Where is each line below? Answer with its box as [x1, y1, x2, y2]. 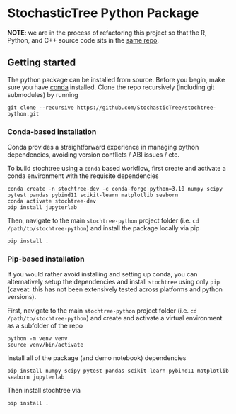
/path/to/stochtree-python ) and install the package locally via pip [7, 224, 200, 233]
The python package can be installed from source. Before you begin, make [7, 75, 225, 84]
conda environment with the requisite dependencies [7, 172, 159, 180]
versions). [7, 293, 37, 301]
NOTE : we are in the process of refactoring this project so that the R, [7, 28, 207, 37]
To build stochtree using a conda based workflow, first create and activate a [7, 164, 226, 173]
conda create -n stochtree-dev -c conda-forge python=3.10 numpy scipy [7, 186, 223, 193]
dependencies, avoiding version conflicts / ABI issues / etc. [7, 150, 180, 159]
